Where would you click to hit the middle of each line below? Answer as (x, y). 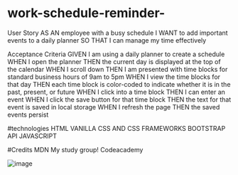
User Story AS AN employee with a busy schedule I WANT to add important (118, 33)
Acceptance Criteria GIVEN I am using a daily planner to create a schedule (116, 54)
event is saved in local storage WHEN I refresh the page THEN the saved (114, 107)
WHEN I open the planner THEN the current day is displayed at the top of (114, 61)
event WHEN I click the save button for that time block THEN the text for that (119, 99)
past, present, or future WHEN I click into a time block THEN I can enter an (117, 92)
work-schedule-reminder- (86, 13)
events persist (28, 115)
